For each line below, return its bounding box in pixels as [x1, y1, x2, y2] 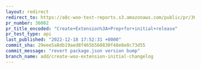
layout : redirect [5, 8, 49, 15]
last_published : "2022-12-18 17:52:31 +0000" [5, 37, 121, 43]
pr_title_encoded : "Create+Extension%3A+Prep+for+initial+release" [5, 25, 178, 32]
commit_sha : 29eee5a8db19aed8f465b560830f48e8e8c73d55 [5, 43, 146, 49]
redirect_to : [5, 14, 38, 20]
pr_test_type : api [5, 31, 52, 37]
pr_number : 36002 [5, 20, 49, 26]
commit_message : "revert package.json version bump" [5, 48, 140, 54]
